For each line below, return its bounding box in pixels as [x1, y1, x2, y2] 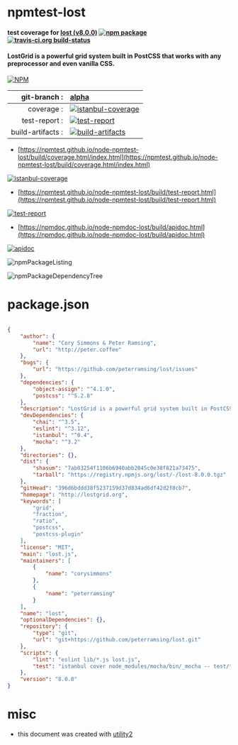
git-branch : [21, 92, 64, 101]
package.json [7, 297, 90, 313]
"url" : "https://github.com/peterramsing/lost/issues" [33, 366, 198, 373]
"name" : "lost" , [20, 609, 69, 617]
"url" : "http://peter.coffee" [33, 346, 122, 353]
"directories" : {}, [20, 451, 78, 458]
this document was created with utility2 [17, 729, 133, 738]
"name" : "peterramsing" [45, 590, 115, 597]
